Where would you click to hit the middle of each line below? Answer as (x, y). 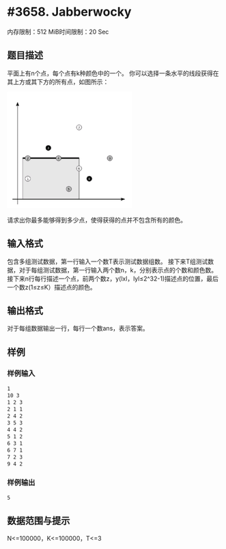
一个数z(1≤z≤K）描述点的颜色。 (52, 287)
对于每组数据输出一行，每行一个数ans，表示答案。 (78, 329)
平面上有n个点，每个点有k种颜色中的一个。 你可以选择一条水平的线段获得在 (113, 73)
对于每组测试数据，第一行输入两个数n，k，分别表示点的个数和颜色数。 (118, 270)
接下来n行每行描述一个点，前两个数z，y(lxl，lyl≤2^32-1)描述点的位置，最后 (113, 279)
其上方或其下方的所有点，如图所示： (58, 81)
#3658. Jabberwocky (69, 12)
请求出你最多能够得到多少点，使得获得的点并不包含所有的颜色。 (97, 220)
